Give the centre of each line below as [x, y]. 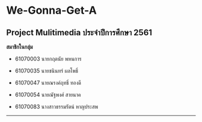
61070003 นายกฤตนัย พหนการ [48, 59]
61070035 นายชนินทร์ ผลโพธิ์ [47, 71]
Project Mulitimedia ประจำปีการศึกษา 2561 [79, 33]
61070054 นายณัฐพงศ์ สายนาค [48, 94]
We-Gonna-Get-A [52, 10]
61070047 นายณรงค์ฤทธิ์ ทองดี [48, 83]
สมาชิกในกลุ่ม [20, 47]
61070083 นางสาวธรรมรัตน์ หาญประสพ [56, 106]
